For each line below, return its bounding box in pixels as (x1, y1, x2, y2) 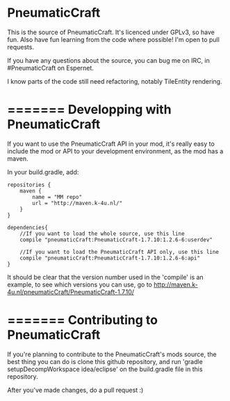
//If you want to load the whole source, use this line (19, 230, 186, 237)
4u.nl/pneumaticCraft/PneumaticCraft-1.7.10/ (7, 287, 134, 296)
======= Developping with (7, 102, 172, 118)
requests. (7, 43, 35, 51)
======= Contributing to (7, 312, 158, 328)
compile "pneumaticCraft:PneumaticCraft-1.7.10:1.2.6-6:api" (19, 255, 200, 262)
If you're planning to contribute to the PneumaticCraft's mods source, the (7, 350, 217, 358)
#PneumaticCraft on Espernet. (7, 63, 94, 72)
